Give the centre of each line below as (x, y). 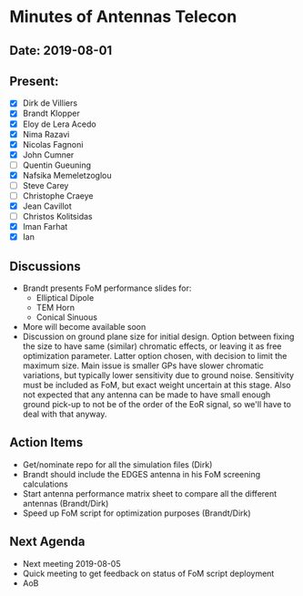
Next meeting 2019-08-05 (71, 563)
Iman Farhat (45, 227)
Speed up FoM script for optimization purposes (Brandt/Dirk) (137, 513)
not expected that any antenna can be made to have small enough (146, 395)
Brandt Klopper (51, 113)
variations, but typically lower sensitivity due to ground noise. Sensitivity (158, 375)
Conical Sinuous (67, 317)
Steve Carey (45, 185)
